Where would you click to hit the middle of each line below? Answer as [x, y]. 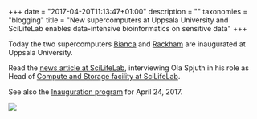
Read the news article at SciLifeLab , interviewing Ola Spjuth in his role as [128, 68]
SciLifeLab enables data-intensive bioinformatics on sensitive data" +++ [128, 28]
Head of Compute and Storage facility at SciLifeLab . [94, 76]
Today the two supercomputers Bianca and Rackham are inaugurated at [127, 44]
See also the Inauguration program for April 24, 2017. [96, 92]
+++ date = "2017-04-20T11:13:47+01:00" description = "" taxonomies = [128, 12]
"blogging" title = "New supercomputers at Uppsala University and [118, 20]
